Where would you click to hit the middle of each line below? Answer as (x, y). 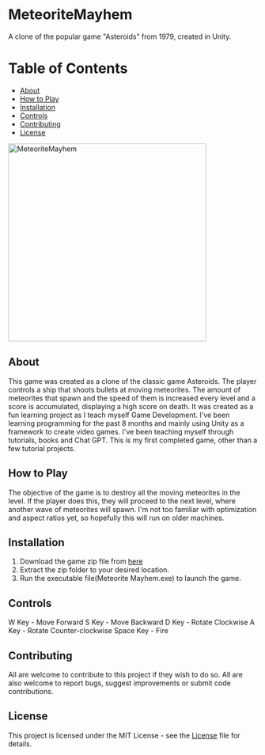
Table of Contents (68, 68)
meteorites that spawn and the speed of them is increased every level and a (132, 398)
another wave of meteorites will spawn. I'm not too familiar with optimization (132, 509)
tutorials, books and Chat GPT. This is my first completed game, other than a (133, 440)
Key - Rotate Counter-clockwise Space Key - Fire (88, 631)
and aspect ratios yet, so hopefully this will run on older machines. (116, 518)
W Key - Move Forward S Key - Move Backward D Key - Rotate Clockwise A (132, 622)
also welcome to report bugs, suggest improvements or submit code (119, 683)
